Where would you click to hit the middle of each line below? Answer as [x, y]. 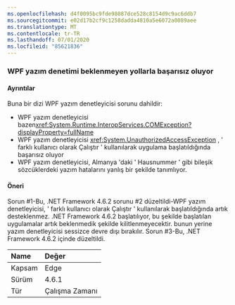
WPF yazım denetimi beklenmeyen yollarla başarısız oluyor [110, 71]
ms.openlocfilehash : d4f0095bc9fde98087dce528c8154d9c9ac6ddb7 [102, 14]
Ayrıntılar [21, 88]
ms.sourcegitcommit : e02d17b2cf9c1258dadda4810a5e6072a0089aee [102, 20]
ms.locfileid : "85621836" [45, 46]
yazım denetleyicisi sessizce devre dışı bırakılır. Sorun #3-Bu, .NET [104, 231]
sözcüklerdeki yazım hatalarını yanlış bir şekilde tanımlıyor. [102, 170]
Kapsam [24, 268]
